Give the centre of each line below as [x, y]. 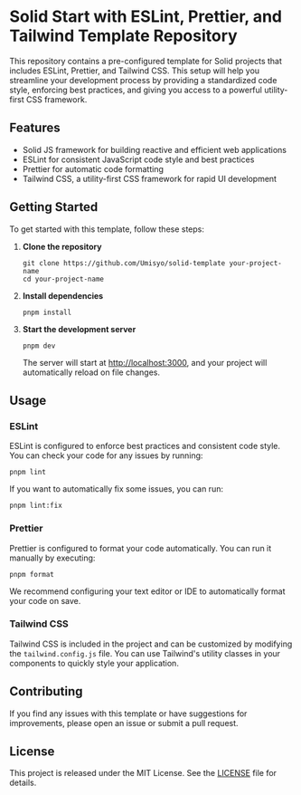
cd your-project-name [63, 279]
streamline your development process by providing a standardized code [143, 80]
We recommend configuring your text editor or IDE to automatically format [147, 591]
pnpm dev [39, 346]
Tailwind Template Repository [123, 36]
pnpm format [32, 574]
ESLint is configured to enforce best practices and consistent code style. [145, 446]
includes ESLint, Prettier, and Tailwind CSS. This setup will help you [135, 71]
